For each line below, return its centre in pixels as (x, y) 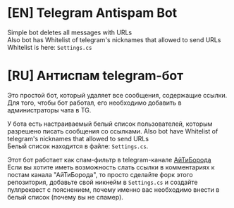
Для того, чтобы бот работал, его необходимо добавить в (94, 103)
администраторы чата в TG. (49, 110)
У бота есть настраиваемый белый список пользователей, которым (110, 124)
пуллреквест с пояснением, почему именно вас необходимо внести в (113, 189)
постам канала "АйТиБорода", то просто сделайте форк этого (100, 174)
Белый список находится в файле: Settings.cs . (78, 146)
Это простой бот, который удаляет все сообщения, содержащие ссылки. (117, 95)
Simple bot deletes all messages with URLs (70, 32)
